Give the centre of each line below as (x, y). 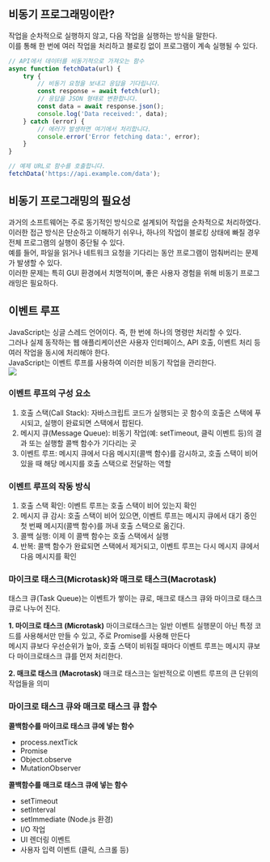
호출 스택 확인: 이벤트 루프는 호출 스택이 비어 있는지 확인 (108, 506)
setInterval (38, 809)
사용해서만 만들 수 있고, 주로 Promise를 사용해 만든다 (107, 636)
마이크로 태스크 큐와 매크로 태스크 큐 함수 (83, 706)
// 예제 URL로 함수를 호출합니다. (57, 166)
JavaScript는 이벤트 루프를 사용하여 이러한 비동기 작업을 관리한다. (112, 362)
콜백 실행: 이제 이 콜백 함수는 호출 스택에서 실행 (94, 536)
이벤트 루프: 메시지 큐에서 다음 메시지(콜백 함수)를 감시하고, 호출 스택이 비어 (139, 453)
